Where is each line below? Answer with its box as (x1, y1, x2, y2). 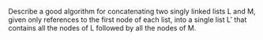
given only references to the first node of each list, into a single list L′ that (8, 15, 247, 24)
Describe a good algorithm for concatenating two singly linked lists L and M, (8, 7, 256, 16)
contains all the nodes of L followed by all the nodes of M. (8, 24, 197, 32)
